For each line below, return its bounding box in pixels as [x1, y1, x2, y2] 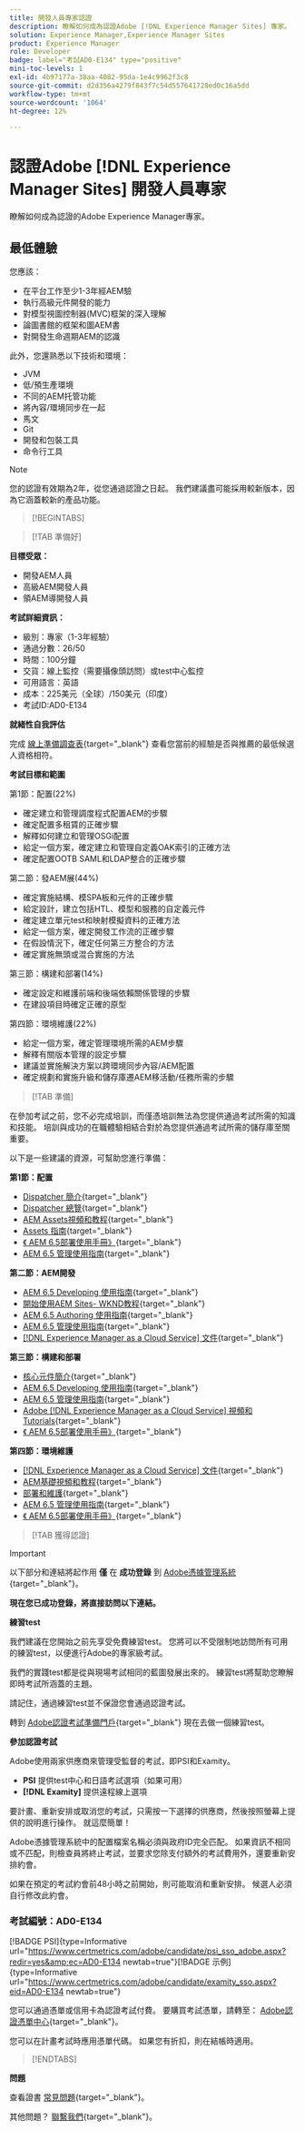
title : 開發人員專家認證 [9, 13, 93, 23]
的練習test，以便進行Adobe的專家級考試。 [9, 1648, 168, 1658]
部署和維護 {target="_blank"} [22, 1487, 129, 1498]
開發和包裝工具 [22, 434, 79, 445]
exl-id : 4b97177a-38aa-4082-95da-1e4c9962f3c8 [9, 73, 189, 82]
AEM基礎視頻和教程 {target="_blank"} [22, 1476, 162, 1487]
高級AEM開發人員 [22, 582, 89, 592]
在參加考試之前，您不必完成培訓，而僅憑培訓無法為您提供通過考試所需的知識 [9, 1111, 296, 1121]
